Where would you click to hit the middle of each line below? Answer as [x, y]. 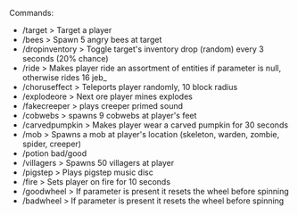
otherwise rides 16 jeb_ [64, 78]
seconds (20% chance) [65, 58]
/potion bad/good [54, 153]
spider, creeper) [52, 144]
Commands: [32, 13]
